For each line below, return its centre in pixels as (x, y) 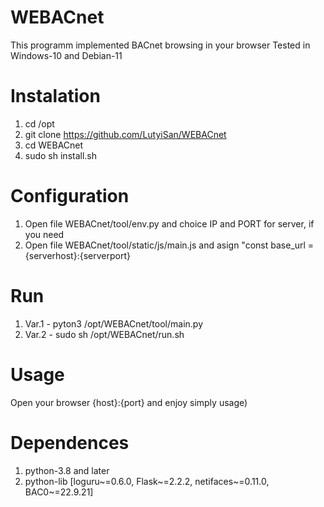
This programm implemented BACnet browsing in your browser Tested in (160, 45)
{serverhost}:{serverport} (77, 255)
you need (44, 234)
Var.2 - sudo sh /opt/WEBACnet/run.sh (104, 334)
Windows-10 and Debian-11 (66, 55)
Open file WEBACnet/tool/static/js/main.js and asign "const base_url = (169, 245)
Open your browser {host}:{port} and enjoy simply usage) (129, 402)
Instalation (55, 96)
